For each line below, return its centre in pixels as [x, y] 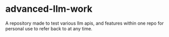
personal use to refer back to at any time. [49, 28]
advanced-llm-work [49, 9]
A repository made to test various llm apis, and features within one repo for [85, 23]
